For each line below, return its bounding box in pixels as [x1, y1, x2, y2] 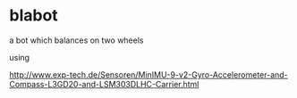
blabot [9, 5, 58, 26]
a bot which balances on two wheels [9, 35, 144, 45]
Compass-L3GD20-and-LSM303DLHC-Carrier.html [9, 78, 199, 89]
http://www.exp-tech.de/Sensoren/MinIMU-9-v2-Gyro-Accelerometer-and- [9, 69, 288, 80]
